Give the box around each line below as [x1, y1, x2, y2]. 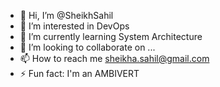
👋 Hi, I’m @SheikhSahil [19, 10, 114, 21]
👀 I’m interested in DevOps [19, 20, 130, 32]
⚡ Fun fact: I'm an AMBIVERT [19, 68, 140, 79]
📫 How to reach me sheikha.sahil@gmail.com [19, 53, 210, 64]
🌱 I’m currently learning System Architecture [19, 31, 203, 42]
